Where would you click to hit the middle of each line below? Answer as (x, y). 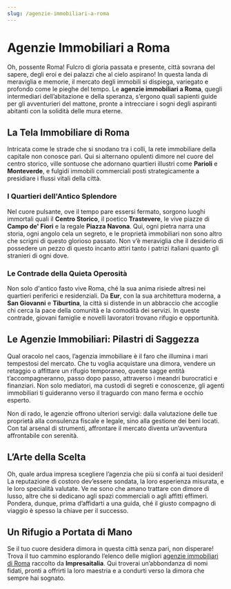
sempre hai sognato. (36, 578)
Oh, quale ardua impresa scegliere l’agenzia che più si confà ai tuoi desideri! (115, 474)
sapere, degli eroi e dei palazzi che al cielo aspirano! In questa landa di (108, 74)
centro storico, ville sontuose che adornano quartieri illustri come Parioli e (112, 164)
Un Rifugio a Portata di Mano (70, 532)
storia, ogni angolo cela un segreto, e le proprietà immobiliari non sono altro (115, 233)
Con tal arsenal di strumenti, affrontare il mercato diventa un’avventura (107, 428)
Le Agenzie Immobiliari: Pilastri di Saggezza (103, 339)
